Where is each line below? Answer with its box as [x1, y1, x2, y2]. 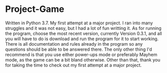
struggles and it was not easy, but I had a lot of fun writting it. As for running [5, 25, 162, 31]
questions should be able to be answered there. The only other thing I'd [5, 46, 152, 52]
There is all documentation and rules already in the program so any [5, 41, 143, 47]
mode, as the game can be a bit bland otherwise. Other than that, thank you [5, 57, 161, 63]
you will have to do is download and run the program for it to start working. [5, 36, 159, 42]
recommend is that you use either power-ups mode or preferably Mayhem [5, 51, 158, 58]
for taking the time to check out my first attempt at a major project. [5, 62, 142, 68]
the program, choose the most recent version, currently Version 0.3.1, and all [5, 30, 162, 36]
